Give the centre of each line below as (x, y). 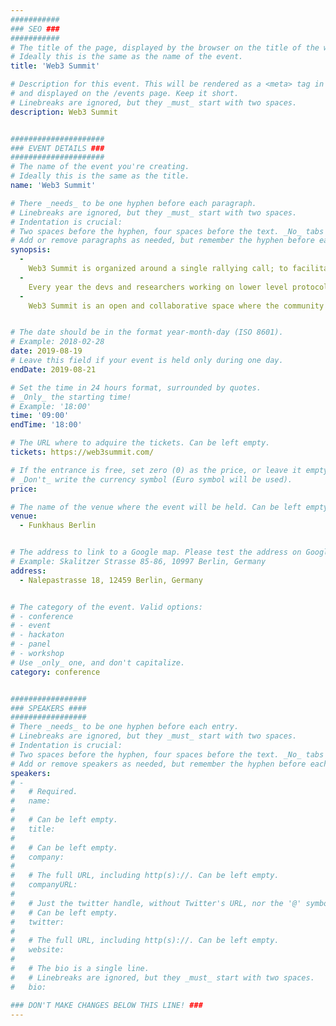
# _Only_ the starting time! (71, 397)
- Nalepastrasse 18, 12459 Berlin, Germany (111, 580)
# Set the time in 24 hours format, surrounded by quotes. (136, 387)
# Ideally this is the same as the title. (100, 176)
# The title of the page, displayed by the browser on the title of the (165, 47)
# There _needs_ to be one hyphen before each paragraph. (133, 203)
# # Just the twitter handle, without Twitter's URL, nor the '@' (156, 903)
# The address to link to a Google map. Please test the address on (156, 552)
